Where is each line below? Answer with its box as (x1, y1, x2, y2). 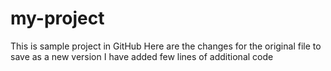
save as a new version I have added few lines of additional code (10, 50, 274, 62)
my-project (10, 7, 105, 30)
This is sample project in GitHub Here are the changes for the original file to (10, 40, 322, 52)
